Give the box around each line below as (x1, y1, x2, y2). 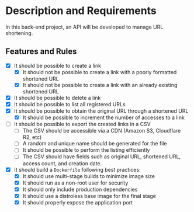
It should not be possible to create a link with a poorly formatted (22, 68, 177, 75)
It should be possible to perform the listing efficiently (22, 147, 150, 154)
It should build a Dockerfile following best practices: (13, 166, 141, 173)
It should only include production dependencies (22, 186, 138, 193)
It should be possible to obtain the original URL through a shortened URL (13, 107, 189, 114)
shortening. (5, 29, 33, 36)
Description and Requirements (5, 4, 157, 18)
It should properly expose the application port (22, 199, 133, 206)
